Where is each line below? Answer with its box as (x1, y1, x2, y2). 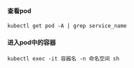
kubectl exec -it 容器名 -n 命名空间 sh (7, 55, 120, 62)
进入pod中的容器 (7, 38, 56, 46)
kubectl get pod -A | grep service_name (7, 22, 128, 29)
